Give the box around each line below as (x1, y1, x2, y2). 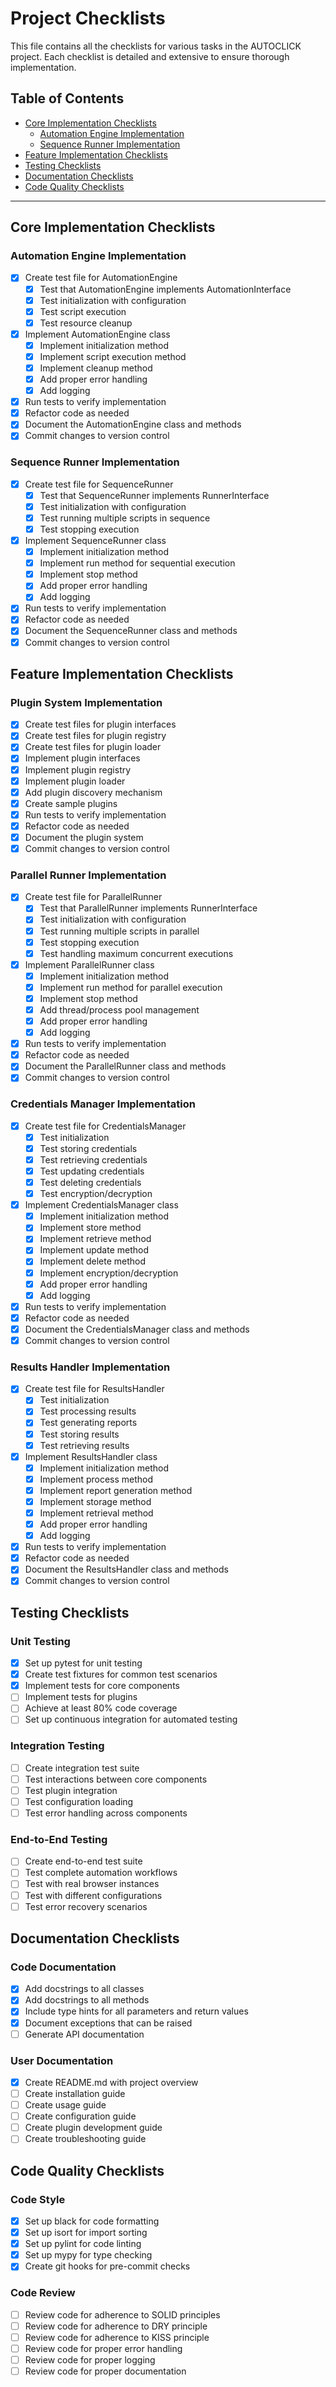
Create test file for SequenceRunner (24, 478, 174, 490)
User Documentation (10, 2053, 114, 2067)
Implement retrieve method (39, 1233, 152, 1245)
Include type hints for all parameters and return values (24, 2005, 249, 2017)
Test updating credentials (39, 1165, 145, 1177)
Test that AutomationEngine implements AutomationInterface (39, 283, 292, 295)
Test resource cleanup (39, 317, 133, 329)
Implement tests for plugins (24, 1691, 138, 1703)
